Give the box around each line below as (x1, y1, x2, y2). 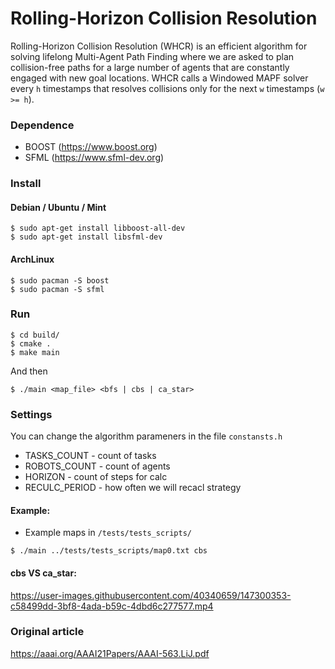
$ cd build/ (10, 330, 60, 340)
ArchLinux (10, 253, 55, 265)
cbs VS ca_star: (10, 567, 77, 579)
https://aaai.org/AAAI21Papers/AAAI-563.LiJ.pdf (10, 647, 210, 659)
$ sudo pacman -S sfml (10, 284, 105, 294)
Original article (10, 625, 85, 639)
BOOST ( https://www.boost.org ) (24, 141, 158, 153)
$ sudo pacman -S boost (10, 275, 110, 286)
